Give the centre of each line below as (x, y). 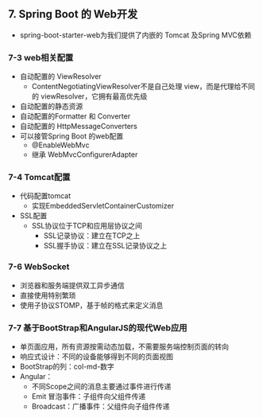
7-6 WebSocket (39, 267)
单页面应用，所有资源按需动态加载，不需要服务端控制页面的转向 (124, 346)
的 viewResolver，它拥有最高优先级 (89, 96)
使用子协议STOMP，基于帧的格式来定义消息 (91, 305)
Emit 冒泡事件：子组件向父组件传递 (89, 396)
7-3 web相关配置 (41, 57)
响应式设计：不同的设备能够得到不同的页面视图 (96, 356)
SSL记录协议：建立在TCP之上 (92, 236)
